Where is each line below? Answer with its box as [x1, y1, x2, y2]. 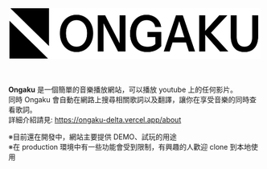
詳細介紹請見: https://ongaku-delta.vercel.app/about [8, 115, 182, 124]
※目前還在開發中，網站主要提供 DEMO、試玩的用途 [8, 132, 177, 142]
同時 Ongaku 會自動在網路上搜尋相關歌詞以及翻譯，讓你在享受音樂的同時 [8, 95, 250, 104]
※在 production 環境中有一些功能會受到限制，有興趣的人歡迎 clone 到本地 [8, 142, 252, 151]
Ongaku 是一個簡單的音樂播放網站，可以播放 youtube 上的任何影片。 [8, 84, 237, 94]
